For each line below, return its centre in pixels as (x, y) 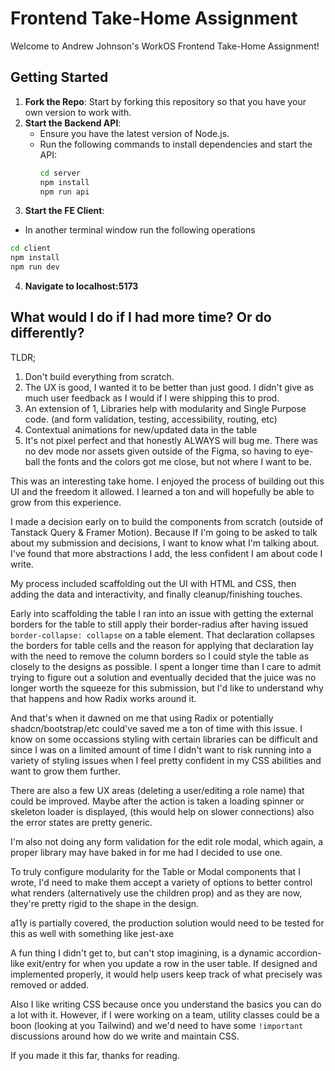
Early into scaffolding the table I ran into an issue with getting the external (162, 613)
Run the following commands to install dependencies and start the (176, 144)
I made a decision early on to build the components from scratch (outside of (167, 521)
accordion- (299, 953)
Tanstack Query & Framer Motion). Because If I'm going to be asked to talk (164, 532)
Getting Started (59, 77)
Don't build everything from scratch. (99, 376)
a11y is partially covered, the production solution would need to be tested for (167, 923)
